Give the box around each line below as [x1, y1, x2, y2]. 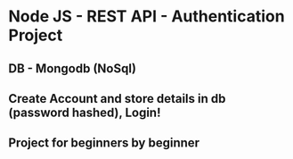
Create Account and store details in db [8, 91, 226, 106]
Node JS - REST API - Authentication [8, 6, 286, 27]
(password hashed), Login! [8, 105, 161, 120]
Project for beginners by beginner [8, 136, 200, 151]
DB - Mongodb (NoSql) [8, 61, 137, 76]
